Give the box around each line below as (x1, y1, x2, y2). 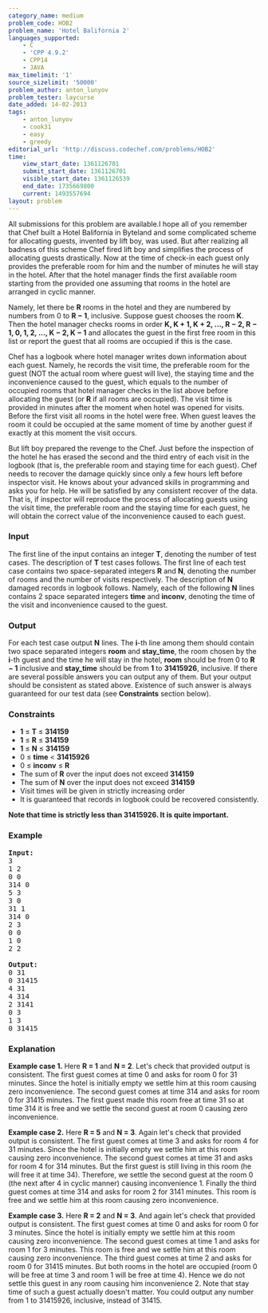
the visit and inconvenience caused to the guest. (8, 600, 168, 609)
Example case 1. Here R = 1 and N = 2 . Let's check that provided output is (8, 1061, 250, 1071)
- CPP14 (22, 57, 48, 65)
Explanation (8, 1043, 56, 1054)
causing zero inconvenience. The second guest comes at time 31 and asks (8, 1153, 254, 1162)
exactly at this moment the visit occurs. (8, 428, 137, 437)
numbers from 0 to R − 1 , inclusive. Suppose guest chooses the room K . (8, 310, 244, 320)
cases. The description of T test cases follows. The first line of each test (8, 558, 246, 567)
